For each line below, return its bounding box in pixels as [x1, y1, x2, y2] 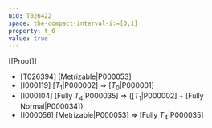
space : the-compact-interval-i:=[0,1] [8, 19, 138, 27]
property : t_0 [8, 27, 56, 35]
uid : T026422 [8, 11, 52, 20]
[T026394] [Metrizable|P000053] [19, 72, 132, 81]
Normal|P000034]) [19, 101, 84, 111]
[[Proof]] [8, 56, 38, 66]
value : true [8, 34, 48, 43]
